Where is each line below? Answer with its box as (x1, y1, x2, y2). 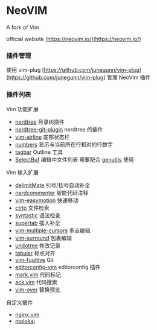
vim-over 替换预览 (14, 286, 60, 293)
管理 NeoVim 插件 (106, 74, 151, 81)
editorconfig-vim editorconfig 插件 (14, 263, 101, 270)
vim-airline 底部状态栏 (14, 133, 70, 141)
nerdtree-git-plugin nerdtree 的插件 (14, 125, 103, 133)
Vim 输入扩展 (6, 168, 39, 176)
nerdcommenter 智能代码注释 (14, 189, 89, 196)
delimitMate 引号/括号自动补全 (14, 182, 91, 189)
